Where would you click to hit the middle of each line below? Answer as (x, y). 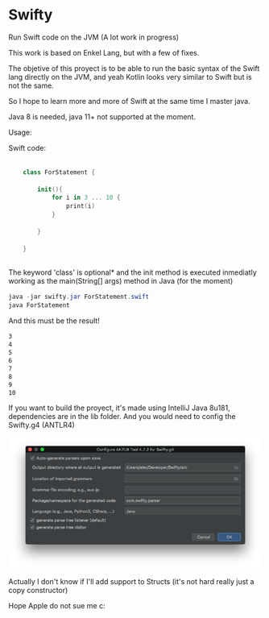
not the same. (31, 85)
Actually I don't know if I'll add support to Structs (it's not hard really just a (131, 582)
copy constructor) (38, 591)
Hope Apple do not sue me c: (57, 606)
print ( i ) (80, 206)
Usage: (20, 132)
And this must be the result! (54, 321)
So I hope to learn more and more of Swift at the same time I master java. (130, 101)
